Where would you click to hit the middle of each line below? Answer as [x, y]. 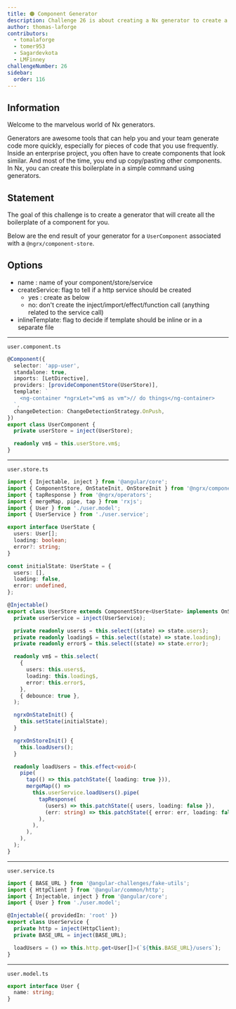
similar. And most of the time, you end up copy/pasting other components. [115, 161]
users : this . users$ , [56, 670]
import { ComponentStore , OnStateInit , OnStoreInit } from [96, 488]
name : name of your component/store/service [85, 282]
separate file [35, 327]
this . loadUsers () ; [47, 747]
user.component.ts [34, 347]
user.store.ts [28, 470]
